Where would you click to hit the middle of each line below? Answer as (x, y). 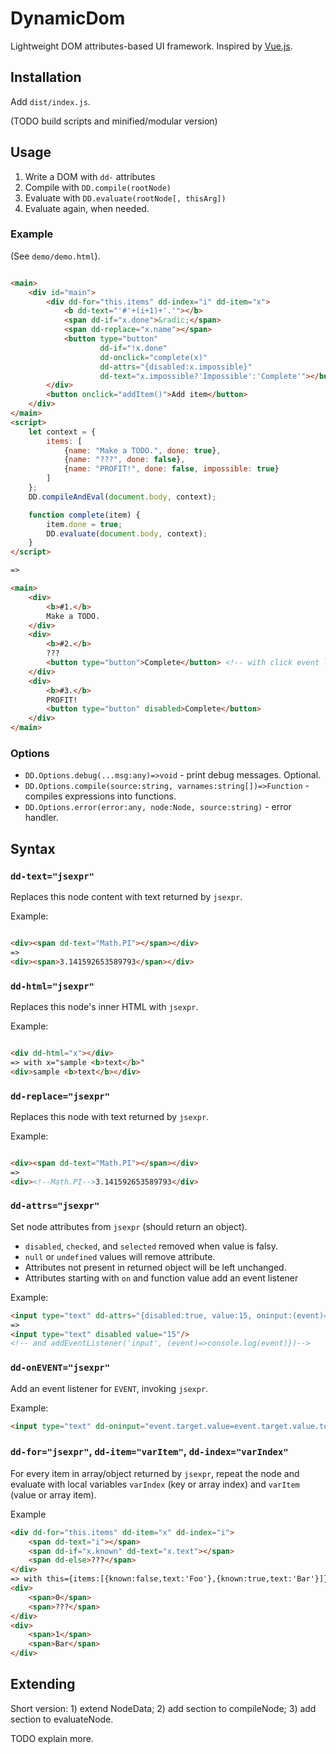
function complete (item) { (84, 515)
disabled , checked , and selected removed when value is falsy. (151, 1246)
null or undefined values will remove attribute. (120, 1256)
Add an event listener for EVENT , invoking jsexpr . (109, 1388)
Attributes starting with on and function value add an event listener (161, 1278)
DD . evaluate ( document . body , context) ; (127, 533)
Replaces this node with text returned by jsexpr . (110, 1116)
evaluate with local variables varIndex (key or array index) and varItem (155, 1484)
